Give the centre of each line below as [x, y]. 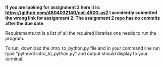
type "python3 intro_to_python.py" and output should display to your [76, 53]
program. [15, 38]
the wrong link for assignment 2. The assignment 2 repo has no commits [83, 18]
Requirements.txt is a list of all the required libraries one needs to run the [81, 33]
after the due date [24, 23]
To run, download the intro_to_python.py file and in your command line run [82, 48]
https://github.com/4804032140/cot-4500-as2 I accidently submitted [81, 13]
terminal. [14, 59]
